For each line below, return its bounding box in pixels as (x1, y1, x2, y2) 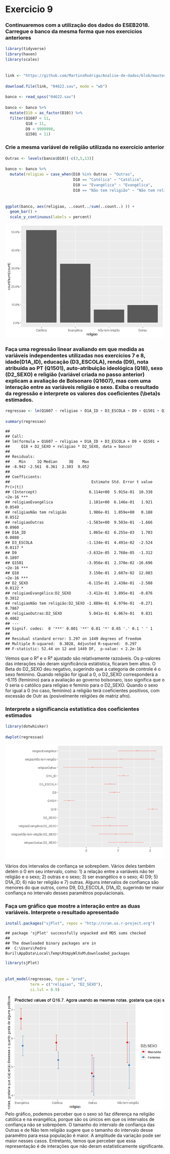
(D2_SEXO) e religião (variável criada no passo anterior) (5, 371, 145, 378)
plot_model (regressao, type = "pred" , (5, 976, 87, 981)
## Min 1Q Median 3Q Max (5, 459, 90, 464)
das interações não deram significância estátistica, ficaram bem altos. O (5, 661, 156, 667)
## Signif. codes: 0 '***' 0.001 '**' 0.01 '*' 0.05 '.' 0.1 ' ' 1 (5, 626, 153, 631)
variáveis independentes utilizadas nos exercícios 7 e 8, (5, 352, 146, 359)
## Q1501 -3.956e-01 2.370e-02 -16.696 (5, 561, 153, 566)
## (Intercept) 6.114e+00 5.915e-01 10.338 (5, 490, 153, 495)
